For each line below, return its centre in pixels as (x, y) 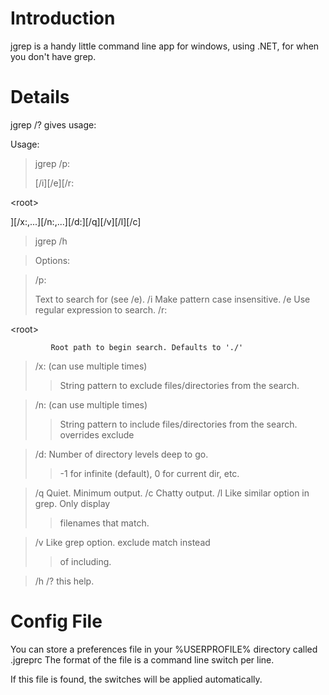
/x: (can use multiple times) (91, 366)
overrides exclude (97, 434)
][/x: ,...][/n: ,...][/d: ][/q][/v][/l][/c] (76, 221)
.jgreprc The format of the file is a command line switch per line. (142, 659)
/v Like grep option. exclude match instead (122, 542)
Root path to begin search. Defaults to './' (147, 347)
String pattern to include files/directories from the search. (178, 424)
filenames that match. (104, 523)
